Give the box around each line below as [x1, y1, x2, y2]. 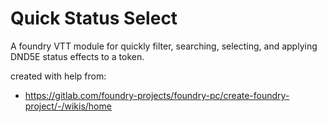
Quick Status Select [10, 7, 178, 30]
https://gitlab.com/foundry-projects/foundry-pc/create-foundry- [24, 89, 290, 101]
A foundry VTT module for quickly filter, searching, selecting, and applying [10, 40, 318, 52]
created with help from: [10, 70, 107, 82]
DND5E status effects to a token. [10, 50, 145, 62]
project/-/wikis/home [24, 100, 112, 112]
